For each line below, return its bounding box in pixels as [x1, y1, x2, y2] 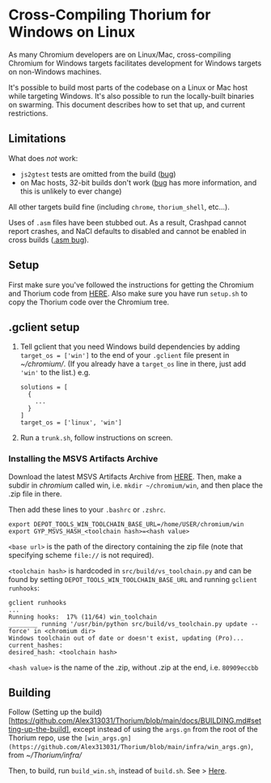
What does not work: [8, 153, 78, 163]
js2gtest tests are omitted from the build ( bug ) [19, 168, 176, 179]
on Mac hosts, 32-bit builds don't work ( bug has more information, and [19, 177, 257, 187]
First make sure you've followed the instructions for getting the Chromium [8, 279, 255, 289]
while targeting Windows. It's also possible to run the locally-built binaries [8, 91, 255, 100]
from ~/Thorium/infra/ [8, 751, 83, 760]
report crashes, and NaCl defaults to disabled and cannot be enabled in [8, 226, 247, 236]
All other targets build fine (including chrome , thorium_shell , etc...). [8, 202, 231, 211]
